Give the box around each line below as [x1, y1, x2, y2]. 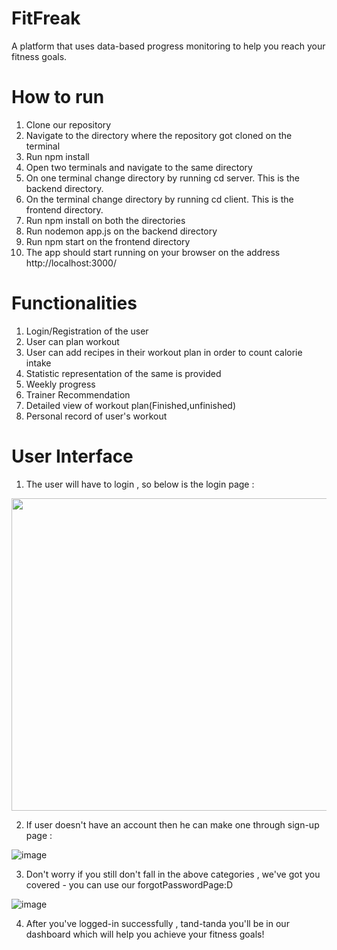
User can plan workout [25, 335, 120, 347]
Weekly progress [25, 378, 96, 390]
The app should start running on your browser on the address [25, 246, 281, 258]
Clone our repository [25, 118, 112, 131]
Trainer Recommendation [25, 388, 131, 401]
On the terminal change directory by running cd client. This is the [25, 193, 294, 205]
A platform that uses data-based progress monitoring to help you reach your [11, 40, 326, 52]
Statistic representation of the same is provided [25, 367, 222, 379]
